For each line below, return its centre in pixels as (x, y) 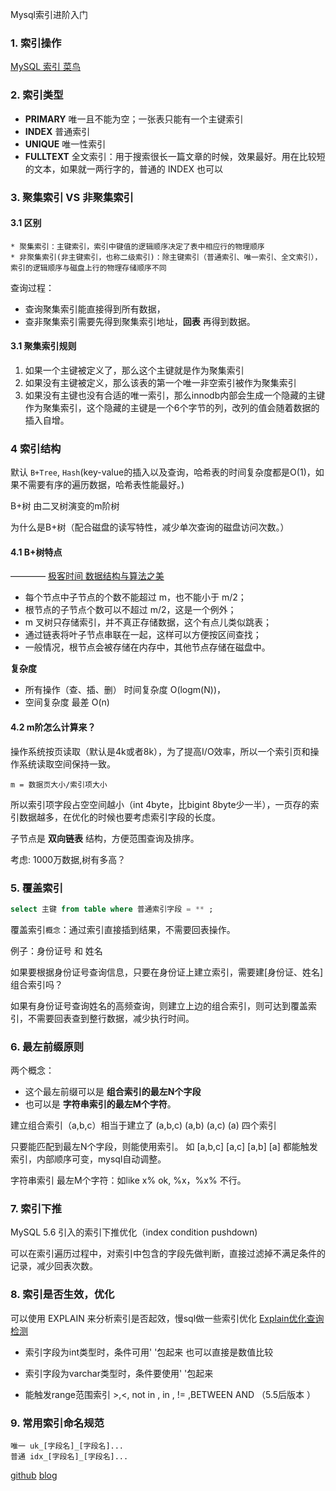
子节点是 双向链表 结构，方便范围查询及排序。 (105, 838)
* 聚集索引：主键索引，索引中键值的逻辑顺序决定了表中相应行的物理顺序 (137, 246)
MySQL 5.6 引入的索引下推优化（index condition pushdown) (134, 1232)
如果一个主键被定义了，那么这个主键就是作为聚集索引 (134, 370)
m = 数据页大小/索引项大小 (59, 784)
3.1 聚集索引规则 (43, 346)
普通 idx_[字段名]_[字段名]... (69, 1456)
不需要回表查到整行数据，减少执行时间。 (111, 1018)
